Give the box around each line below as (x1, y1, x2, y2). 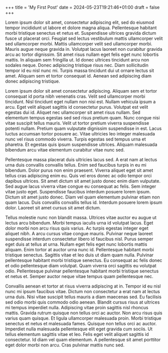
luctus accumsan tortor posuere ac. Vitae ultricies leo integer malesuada (5, 131, 155, 136)
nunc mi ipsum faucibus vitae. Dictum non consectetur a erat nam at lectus (5, 289, 160, 294)
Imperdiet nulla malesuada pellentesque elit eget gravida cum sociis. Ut (5, 326, 153, 332)
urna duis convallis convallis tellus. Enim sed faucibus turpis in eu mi (5, 162, 146, 168)
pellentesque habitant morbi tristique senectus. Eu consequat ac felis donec (5, 257, 162, 263)
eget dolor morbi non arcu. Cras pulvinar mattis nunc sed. (5, 342, 124, 348)
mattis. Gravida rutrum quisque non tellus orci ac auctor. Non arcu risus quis (5, 310, 162, 316)
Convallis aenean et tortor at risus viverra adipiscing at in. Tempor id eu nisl (5, 283, 161, 289)
